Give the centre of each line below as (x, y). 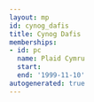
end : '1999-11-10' (51, 75)
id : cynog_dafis (39, 26)
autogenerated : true (47, 83)
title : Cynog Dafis (45, 34)
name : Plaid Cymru (51, 59)
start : (29, 67)
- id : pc (25, 51)
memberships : (33, 42)
